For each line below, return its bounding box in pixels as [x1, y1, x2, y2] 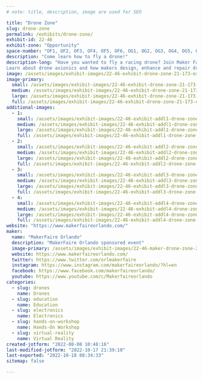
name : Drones [17, 290, 50, 297]
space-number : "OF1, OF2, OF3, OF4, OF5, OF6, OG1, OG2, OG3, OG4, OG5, [6, 48, 193, 55]
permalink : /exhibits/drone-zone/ [6, 31, 94, 37]
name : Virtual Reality [17, 335, 74, 341]
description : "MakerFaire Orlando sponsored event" [11, 240, 145, 246]
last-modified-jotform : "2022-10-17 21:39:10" [6, 347, 126, 353]
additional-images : [6, 104, 56, 110]
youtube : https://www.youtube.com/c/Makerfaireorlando [11, 273, 153, 280]
